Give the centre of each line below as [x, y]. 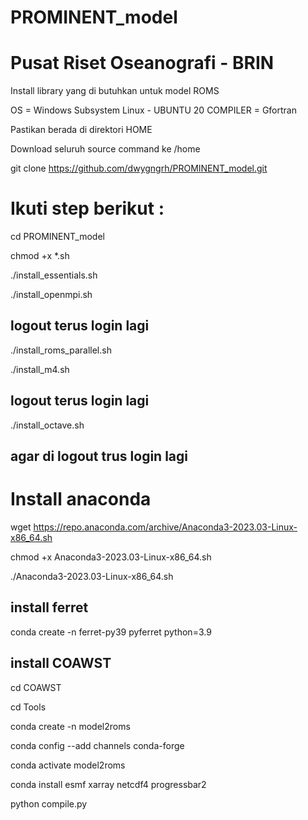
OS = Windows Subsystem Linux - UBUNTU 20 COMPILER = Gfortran [153, 110]
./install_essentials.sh [54, 275]
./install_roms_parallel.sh [61, 350]
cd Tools [28, 707]
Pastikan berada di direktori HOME [81, 130]
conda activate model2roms [68, 765]
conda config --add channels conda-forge [97, 745]
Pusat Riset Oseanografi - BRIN [142, 63]
